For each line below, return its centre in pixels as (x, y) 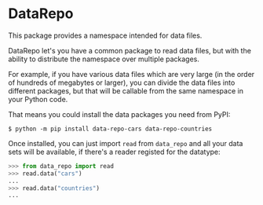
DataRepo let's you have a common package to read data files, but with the (130, 50)
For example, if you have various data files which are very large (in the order (131, 74)
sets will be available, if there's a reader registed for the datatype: (115, 152)
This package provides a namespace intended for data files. (105, 35)
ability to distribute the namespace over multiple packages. (104, 59)
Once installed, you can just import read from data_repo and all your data (126, 143)
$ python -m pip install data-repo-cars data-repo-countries (110, 129)
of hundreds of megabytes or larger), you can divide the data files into (122, 82)
